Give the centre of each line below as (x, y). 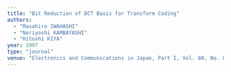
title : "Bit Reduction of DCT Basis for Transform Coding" (93, 13)
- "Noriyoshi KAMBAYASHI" (51, 33)
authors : (20, 20)
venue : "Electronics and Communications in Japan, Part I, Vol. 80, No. (113, 58)
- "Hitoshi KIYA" (38, 39)
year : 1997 (23, 45)
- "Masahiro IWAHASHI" (46, 26)
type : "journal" (30, 52)
